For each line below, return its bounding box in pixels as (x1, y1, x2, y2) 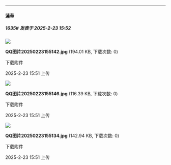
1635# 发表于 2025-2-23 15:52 (5, 25, 71, 31)
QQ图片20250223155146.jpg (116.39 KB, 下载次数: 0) (5, 90, 118, 97)
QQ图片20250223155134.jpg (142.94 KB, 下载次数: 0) (5, 132, 120, 139)
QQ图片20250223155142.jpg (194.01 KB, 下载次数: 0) (5, 48, 119, 54)
